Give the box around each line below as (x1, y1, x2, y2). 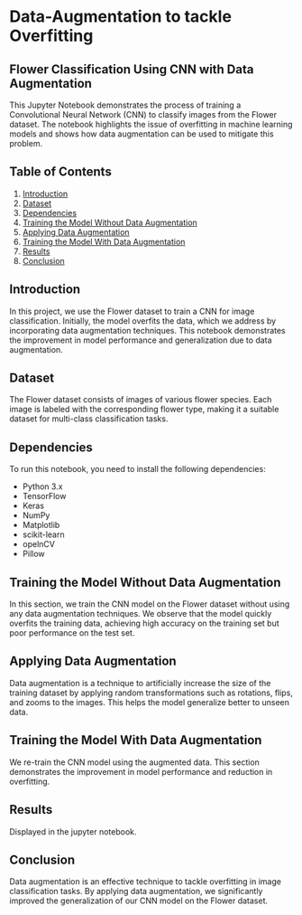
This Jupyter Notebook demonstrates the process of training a (9, 99, 242, 110)
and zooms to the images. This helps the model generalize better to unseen (9, 696, 290, 707)
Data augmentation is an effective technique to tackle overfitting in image (9, 876, 282, 887)
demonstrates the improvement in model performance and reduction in (9, 766, 273, 777)
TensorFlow (22, 491, 67, 502)
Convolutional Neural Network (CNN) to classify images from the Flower (9, 109, 278, 119)
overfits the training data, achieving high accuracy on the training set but (9, 618, 279, 629)
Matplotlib (22, 520, 60, 531)
